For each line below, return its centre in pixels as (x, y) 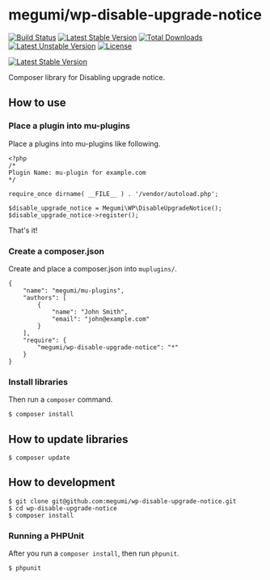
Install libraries (38, 382)
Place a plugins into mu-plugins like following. (84, 143)
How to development (62, 482)
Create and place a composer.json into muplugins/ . (93, 268)
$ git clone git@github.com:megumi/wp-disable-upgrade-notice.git (122, 501)
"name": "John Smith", (90, 312)
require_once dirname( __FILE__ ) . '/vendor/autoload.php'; (114, 194)
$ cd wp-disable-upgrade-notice (63, 508)
